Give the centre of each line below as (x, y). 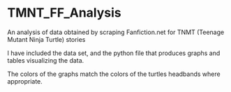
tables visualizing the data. (46, 60)
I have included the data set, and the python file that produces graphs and (114, 53)
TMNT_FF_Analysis (65, 13)
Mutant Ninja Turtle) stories (46, 39)
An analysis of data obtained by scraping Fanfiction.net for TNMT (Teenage (116, 32)
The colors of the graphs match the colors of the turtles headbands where (114, 74)
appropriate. (25, 81)
